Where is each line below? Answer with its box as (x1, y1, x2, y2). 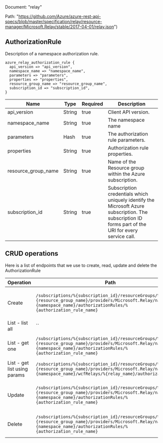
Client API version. (107, 109, 150, 115)
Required (81, 100, 103, 107)
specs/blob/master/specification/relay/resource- (5, 19, 102, 24)
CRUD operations (5, 249, 59, 258)
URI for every (107, 227, 138, 233)
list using (7, 365, 28, 372)
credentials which (107, 190, 148, 197)
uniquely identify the (107, 197, 155, 203)
